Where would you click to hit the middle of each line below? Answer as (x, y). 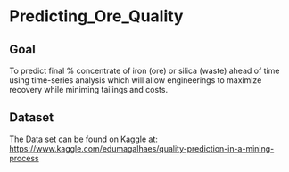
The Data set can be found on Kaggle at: (84, 139)
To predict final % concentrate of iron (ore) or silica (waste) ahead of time (144, 70)
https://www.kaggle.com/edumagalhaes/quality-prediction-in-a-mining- (142, 148)
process (24, 158)
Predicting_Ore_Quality (96, 16)
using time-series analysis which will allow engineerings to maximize (136, 80)
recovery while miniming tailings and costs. (88, 90)
